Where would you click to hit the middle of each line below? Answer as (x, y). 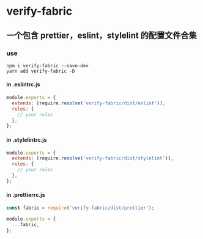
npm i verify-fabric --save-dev (47, 65)
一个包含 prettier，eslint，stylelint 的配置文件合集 (102, 35)
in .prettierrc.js (26, 195)
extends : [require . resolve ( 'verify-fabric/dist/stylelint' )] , (93, 158)
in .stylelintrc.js (27, 139)
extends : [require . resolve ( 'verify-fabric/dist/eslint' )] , (89, 103)
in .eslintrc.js (24, 84)
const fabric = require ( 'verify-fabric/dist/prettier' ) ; (80, 208)
